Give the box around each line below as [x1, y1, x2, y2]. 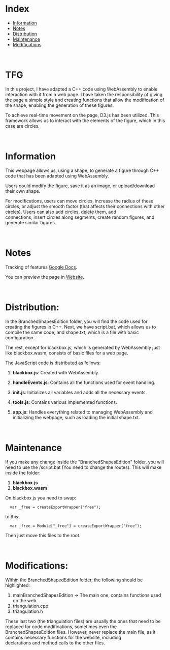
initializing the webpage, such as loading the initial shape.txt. [12, 414, 140, 420]
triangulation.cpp [12, 603, 49, 609]
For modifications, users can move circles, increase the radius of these [5, 198, 154, 204]
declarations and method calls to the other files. [5, 639, 105, 646]
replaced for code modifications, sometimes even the [5, 624, 117, 630]
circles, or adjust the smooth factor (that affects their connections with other [5, 203, 165, 209]
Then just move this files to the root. [5, 532, 81, 538]
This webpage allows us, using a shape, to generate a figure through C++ [5, 167, 159, 173]
